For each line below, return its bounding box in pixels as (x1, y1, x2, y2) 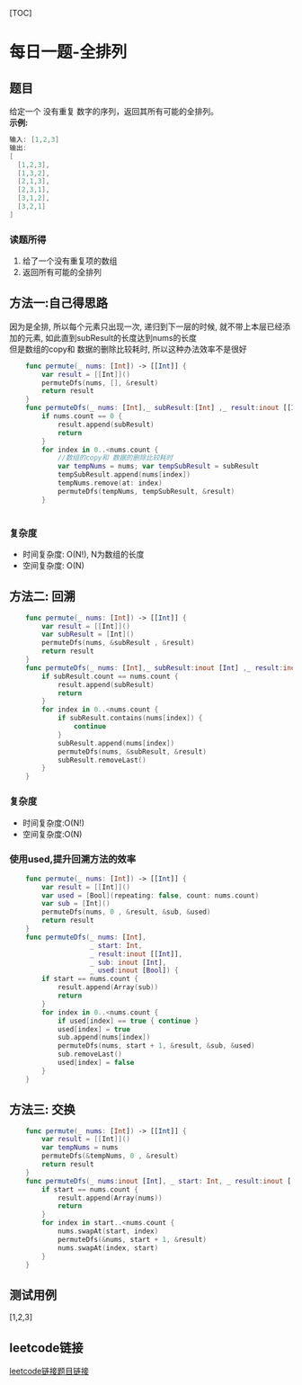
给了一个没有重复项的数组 (22, 255, 118, 266)
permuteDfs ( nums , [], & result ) (41, 378, 159, 388)
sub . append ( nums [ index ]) (57, 1033, 151, 1042)
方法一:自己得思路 (9, 296, 109, 311)
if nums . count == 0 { (41, 412, 123, 421)
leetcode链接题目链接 (9, 1366, 90, 1376)
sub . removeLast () (57, 1050, 123, 1059)
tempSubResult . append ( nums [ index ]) (57, 470, 191, 479)
